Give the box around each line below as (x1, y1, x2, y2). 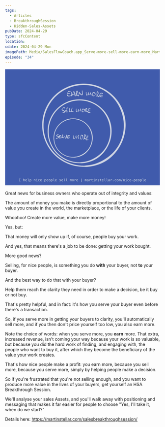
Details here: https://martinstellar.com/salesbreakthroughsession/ (5, 416, 138, 422)
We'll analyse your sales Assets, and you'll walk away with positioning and (5, 396, 156, 402)
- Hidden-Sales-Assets (9, 24, 56, 29)
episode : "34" (5, 55, 34, 60)
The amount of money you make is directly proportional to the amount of (5, 200, 152, 205)
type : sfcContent (5, 34, 41, 39)
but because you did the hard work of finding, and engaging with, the (5, 341, 146, 347)
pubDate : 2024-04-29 (5, 29, 48, 34)
